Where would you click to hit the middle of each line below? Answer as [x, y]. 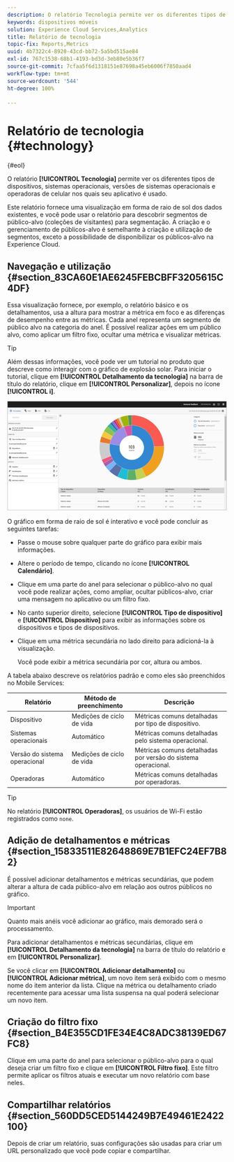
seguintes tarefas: [33, 529]
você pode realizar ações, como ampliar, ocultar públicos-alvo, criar [115, 591]
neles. [16, 1083]
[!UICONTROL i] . [31, 391]
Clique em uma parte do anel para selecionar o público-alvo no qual [115, 584]
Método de [100, 698]
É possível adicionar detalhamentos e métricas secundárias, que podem [110, 879]
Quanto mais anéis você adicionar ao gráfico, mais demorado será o [105, 921]
